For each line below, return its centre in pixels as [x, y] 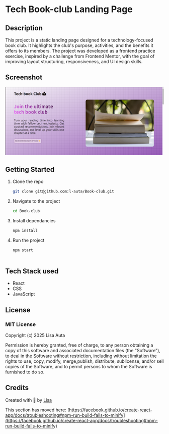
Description [24, 28]
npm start [23, 250]
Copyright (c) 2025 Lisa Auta [35, 335]
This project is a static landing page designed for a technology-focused [79, 40]
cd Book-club [26, 211]
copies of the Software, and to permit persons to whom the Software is [79, 367]
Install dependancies [34, 220]
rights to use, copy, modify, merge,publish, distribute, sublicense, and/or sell [84, 361]
